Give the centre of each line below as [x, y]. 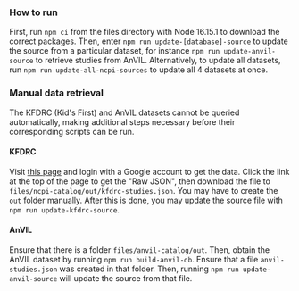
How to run [33, 12]
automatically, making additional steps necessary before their [122, 121]
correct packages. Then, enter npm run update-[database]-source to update [149, 41]
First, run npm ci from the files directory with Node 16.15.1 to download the [145, 32]
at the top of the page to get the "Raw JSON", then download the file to [140, 181]
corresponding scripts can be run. [72, 131]
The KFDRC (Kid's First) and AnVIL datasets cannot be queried [125, 112]
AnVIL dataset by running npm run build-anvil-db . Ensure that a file [134, 259]
